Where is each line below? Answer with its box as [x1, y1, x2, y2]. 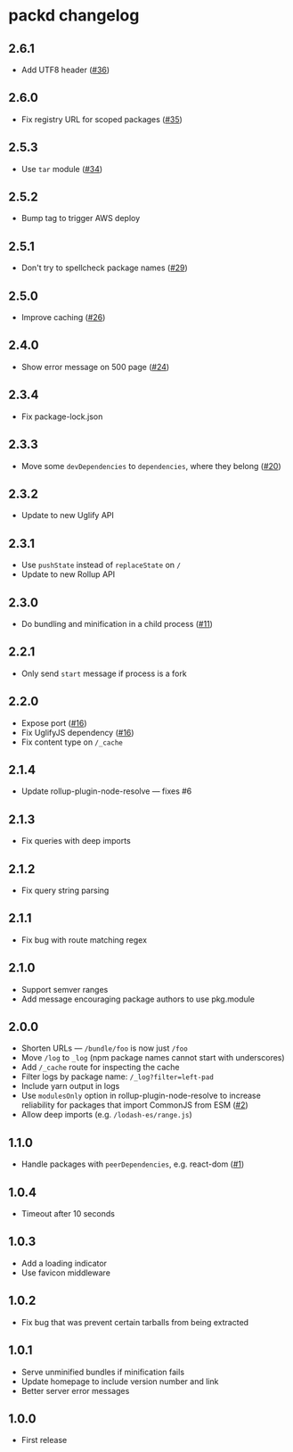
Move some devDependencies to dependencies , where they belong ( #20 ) [20, 460, 281, 471]
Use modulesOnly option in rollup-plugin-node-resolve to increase [20, 1090, 262, 1101]
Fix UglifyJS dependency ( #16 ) [20, 727, 134, 738]
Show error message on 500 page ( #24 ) [20, 361, 170, 372]
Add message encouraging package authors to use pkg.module [20, 994, 256, 1004]
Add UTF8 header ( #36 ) [20, 64, 110, 75]
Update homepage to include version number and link [20, 1375, 219, 1387]
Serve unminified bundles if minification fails [20, 1366, 184, 1377]
